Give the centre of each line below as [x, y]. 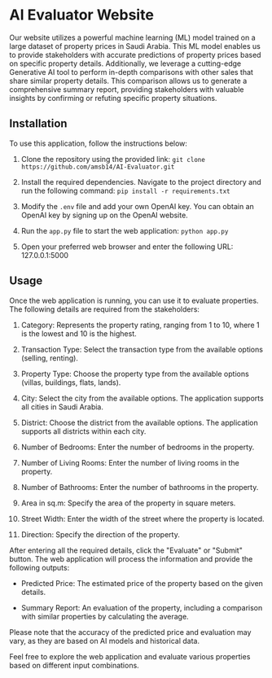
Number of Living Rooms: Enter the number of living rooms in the [130, 462]
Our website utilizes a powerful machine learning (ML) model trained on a [132, 37]
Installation [38, 124]
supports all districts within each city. [83, 431]
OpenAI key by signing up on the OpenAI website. [104, 215]
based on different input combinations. [74, 665]
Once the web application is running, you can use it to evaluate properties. [134, 300]
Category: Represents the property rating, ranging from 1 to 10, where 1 [140, 325]
